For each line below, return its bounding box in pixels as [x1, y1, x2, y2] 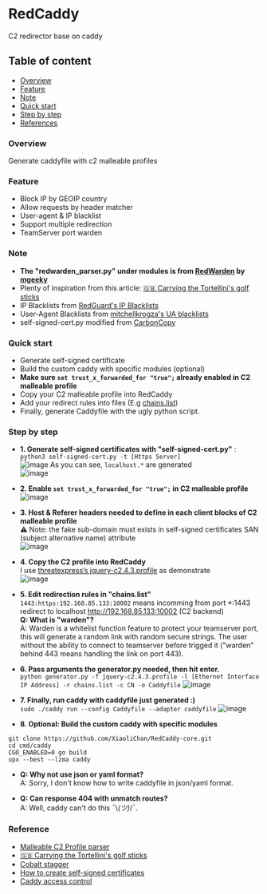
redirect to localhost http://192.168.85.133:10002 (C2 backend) [19, 607, 225, 616]
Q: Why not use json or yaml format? [19, 769, 144, 779]
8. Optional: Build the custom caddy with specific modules [19, 719, 218, 729]
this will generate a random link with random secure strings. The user [19, 632, 248, 642]
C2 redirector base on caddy [8, 31, 103, 41]
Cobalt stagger [19, 859, 69, 868]
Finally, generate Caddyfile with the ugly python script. [19, 406, 200, 416]
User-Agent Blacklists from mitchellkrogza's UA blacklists [19, 309, 209, 318]
